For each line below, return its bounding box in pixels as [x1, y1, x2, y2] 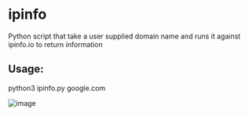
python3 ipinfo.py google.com [8, 83, 106, 92]
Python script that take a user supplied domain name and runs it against [8, 31, 241, 41]
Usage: [8, 63, 45, 76]
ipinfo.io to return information [8, 39, 104, 49]
